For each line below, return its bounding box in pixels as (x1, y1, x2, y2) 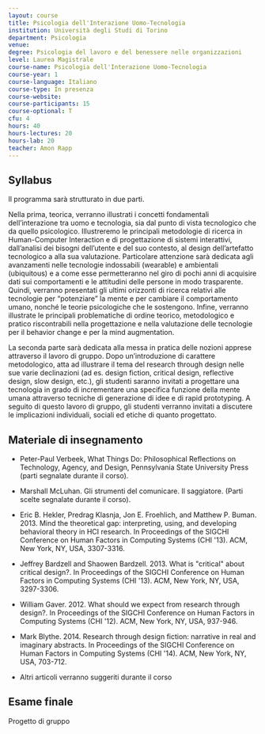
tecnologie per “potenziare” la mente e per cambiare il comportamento (8, 294, 239, 303)
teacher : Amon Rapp (8, 144, 73, 152)
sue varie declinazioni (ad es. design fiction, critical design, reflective (8, 368, 234, 378)
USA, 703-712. (19, 657, 67, 666)
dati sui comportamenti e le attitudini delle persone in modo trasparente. (8, 277, 244, 287)
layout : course (8, 11, 59, 20)
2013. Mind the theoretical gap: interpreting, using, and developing (19, 519, 237, 527)
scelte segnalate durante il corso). (19, 495, 131, 504)
